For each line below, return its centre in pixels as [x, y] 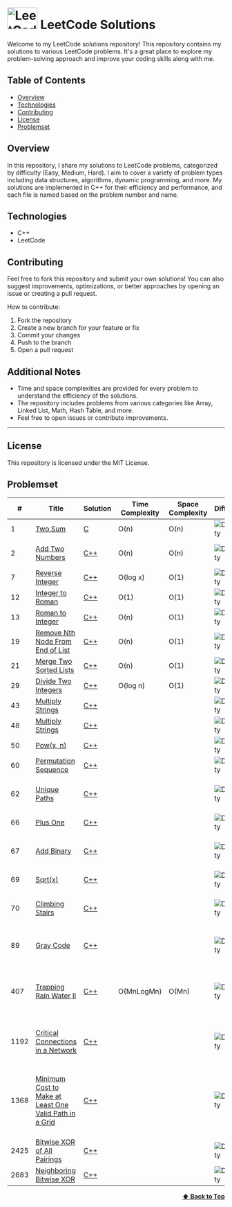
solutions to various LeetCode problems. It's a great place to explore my [110, 51]
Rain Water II [56, 996]
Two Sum [51, 529]
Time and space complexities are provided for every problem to [107, 388]
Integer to [51, 592]
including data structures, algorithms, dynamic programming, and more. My [115, 179]
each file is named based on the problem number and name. [93, 195]
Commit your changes [49, 335]
